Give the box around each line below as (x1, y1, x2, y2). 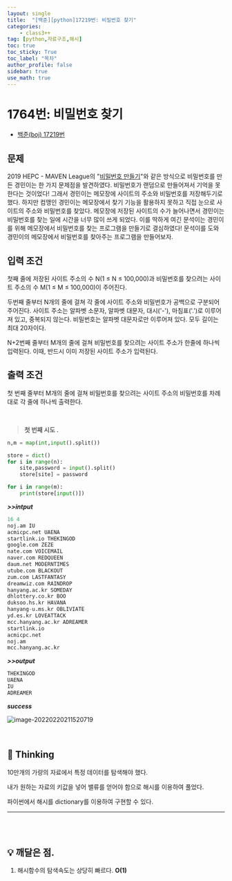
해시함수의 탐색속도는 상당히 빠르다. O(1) (17, 866, 128, 875)
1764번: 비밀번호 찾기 (7, 106, 123, 122)
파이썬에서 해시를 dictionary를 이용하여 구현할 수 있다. (7, 797, 154, 806)
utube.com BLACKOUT (7, 567, 64, 574)
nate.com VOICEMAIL (7, 548, 64, 555)
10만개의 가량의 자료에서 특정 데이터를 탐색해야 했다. (7, 768, 148, 776)
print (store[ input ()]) (19, 490, 85, 497)
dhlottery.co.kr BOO (7, 593, 67, 600)
